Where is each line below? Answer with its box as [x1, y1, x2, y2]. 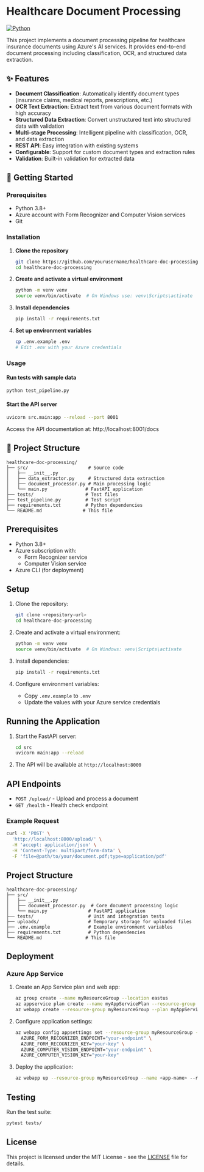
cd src [15, 744, 32, 750]
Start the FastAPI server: [15, 732, 77, 740]
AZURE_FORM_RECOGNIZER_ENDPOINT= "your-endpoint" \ [21, 1035, 152, 1041]
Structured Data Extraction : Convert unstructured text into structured [15, 116, 191, 123]
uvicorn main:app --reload [15, 750, 84, 756]
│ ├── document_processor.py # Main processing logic [6, 481, 151, 487]
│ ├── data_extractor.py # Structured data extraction [6, 475, 165, 481]
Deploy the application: [15, 1063, 74, 1071]
